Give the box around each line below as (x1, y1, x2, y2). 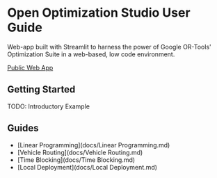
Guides (7, 122, 40, 134)
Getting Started (7, 83, 76, 95)
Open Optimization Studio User (7, 5, 191, 21)
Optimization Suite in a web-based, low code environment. (7, 50, 175, 58)
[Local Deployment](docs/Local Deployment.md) (17, 163, 158, 171)
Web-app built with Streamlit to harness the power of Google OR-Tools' (7, 42, 211, 51)
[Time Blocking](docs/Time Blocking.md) (17, 155, 136, 164)
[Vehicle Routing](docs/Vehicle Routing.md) (17, 148, 143, 156)
